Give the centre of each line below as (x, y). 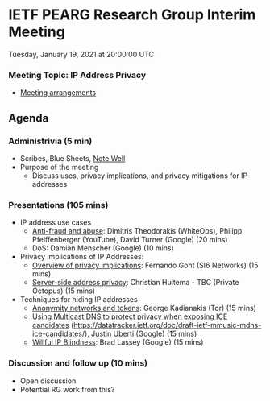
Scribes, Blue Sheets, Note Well (73, 158)
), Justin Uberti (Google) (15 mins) (141, 334)
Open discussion (48, 381)
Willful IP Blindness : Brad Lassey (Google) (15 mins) (118, 342)
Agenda (29, 118)
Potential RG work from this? (67, 389)
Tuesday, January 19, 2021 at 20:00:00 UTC (81, 54)
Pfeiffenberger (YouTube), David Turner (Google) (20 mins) (130, 240)
